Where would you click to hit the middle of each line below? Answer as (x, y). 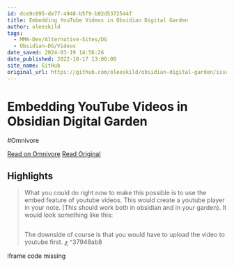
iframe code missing (37, 256)
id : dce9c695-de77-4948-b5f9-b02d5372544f (70, 14)
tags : (15, 33)
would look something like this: (69, 215)
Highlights (30, 176)
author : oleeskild (34, 26)
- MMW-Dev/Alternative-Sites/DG (61, 40)
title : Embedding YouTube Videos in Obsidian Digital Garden (98, 20)
